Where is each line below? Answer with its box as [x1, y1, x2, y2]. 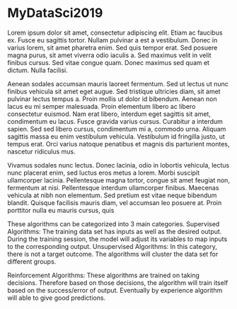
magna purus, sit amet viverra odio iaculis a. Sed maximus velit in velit [7, 51, 212, 59]
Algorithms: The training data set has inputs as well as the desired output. [7, 227, 222, 235]
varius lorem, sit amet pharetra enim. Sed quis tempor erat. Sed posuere [7, 43, 218, 52]
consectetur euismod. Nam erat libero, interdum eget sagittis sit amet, [7, 110, 211, 118]
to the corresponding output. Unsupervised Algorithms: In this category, [7, 242, 217, 250]
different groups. [7, 257, 57, 266]
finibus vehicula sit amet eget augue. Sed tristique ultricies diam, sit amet [7, 87, 221, 95]
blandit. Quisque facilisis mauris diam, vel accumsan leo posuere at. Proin [7, 198, 222, 206]
